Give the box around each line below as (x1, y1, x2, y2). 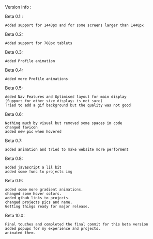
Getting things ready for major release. (5, 204, 90, 209)
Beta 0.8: (5, 156, 23, 161)
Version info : (5, 4, 31, 10)
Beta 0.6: (5, 112, 23, 117)
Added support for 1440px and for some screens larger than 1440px (5, 23, 144, 28)
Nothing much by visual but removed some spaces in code (5, 121, 122, 126)
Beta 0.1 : (5, 14, 23, 19)
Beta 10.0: (5, 213, 25, 218)
